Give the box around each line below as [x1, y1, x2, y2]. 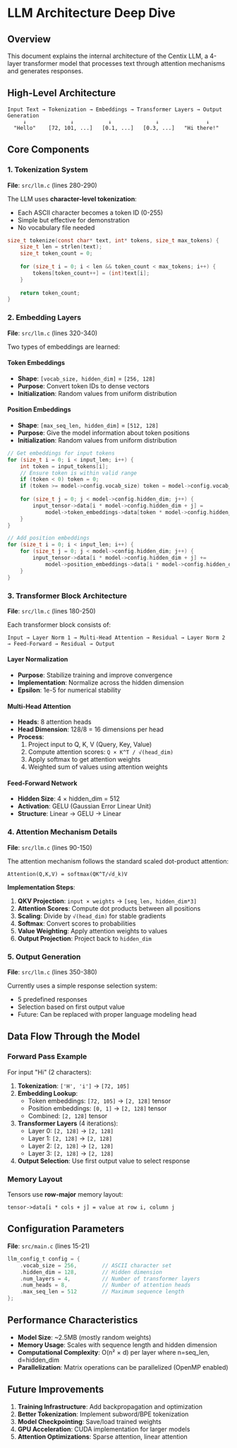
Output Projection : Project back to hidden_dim [17, 934, 152, 943]
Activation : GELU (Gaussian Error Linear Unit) [17, 802, 152, 810]
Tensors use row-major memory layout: [7, 1190, 123, 1199]
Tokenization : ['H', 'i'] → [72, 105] [17, 1082, 130, 1090]
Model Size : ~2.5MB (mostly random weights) [17, 1333, 152, 1341]
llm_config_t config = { [7, 1255, 80, 1262]
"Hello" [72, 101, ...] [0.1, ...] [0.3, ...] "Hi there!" [13, 124, 219, 131]
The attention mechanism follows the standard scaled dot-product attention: [7, 856, 229, 866]
